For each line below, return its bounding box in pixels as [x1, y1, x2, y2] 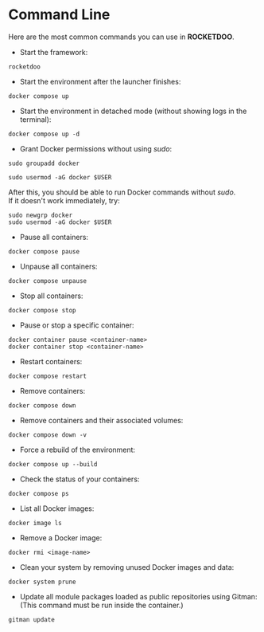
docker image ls [8, 519, 62, 527]
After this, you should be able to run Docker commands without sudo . [8, 187, 236, 197]
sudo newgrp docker [8, 211, 73, 219]
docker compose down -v [8, 430, 87, 439]
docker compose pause [8, 247, 80, 256]
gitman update [8, 615, 56, 623]
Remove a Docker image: [19, 532, 103, 543]
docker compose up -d [8, 130, 80, 138]
